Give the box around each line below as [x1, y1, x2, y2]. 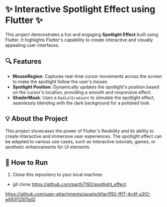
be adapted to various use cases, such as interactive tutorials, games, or [5, 138, 156, 144]
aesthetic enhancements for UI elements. [5, 144, 91, 150]
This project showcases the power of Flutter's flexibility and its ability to [5, 128, 154, 134]
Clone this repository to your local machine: [12, 172, 103, 178]
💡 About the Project [5, 115, 68, 123]
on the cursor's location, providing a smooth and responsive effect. [12, 89, 152, 95]
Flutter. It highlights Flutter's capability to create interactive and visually [5, 37, 153, 43]
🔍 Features [5, 57, 42, 66]
